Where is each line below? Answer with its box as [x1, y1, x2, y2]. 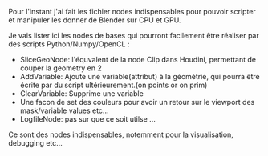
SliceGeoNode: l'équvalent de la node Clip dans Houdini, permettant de [19, 55, 257, 64]
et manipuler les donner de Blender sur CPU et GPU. [8, 15, 181, 25]
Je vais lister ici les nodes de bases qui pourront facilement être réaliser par [8, 31, 259, 40]
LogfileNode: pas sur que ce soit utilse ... [19, 114, 156, 123]
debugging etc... [8, 138, 63, 147]
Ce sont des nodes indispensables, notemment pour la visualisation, [8, 130, 234, 139]
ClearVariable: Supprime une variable [19, 89, 144, 98]
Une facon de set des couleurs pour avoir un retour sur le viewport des [19, 98, 255, 106]
